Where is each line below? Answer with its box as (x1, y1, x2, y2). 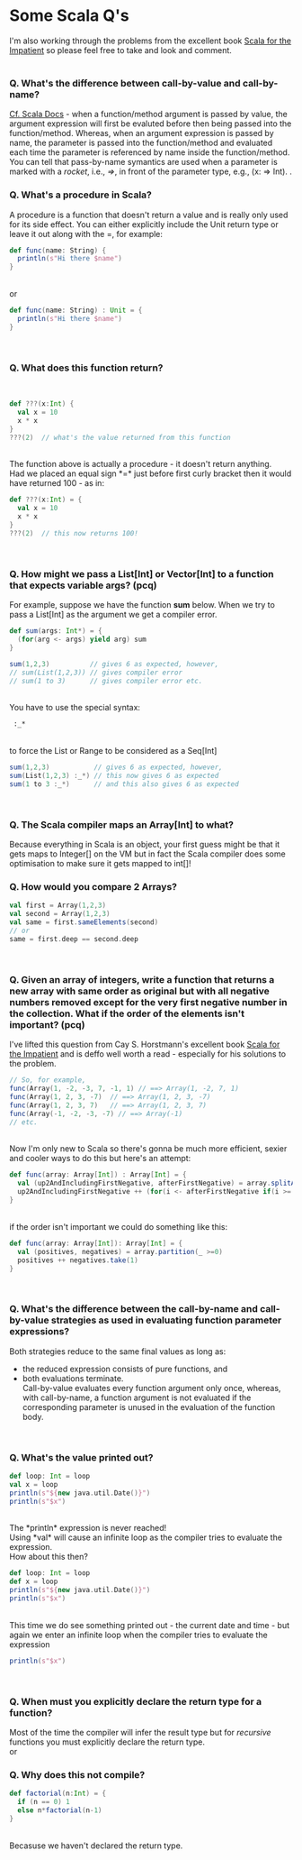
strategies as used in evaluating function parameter (50, 1314, 282, 1326)
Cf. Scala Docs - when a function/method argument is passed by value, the (9, 109, 288, 120)
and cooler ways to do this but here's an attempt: (9, 1153, 191, 1164)
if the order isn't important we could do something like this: (9, 1221, 227, 1232)
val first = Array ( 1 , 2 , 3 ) (9, 901, 106, 911)
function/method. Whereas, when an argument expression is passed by (9, 128, 274, 139)
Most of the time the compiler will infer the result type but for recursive (9, 1727, 271, 1738)
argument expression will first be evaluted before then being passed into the (9, 118, 292, 129)
